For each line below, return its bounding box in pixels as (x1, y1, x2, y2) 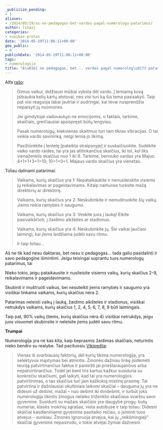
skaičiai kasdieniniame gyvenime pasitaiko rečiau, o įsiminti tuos (16, 409, 146, 415)
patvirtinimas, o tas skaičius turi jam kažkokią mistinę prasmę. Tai (16, 378, 148, 384)
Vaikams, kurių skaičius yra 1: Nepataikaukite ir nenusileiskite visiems (16, 177, 155, 183)
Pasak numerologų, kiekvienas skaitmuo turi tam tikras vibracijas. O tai (16, 128, 159, 134)
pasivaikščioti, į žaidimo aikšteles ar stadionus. (16, 217, 111, 222)
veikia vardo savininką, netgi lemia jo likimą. (16, 133, 104, 139)
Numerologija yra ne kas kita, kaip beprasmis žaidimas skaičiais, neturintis (5, 338, 154, 343)
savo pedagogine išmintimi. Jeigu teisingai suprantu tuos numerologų (5, 255, 144, 261)
